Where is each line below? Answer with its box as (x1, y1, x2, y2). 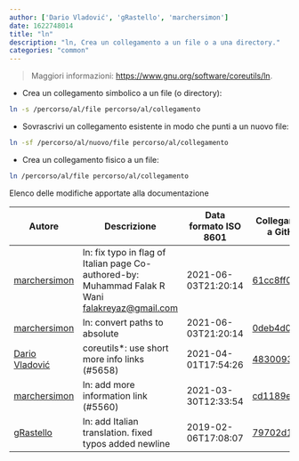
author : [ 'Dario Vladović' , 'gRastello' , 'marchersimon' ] (9, 12, 229, 22)
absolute (83, 327, 119, 339)
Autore (28, 220, 60, 232)
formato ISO (189, 220, 242, 232)
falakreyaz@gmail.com (83, 302, 178, 314)
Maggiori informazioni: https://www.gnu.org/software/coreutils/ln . (30, 70, 273, 81)
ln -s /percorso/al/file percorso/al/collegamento (9, 105, 201, 114)
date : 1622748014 (9, 21, 74, 30)
